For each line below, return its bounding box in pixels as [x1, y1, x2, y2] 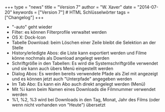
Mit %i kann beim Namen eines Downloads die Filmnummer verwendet [11, 87, 156, 92]
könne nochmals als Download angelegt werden [11, 55, 109, 61]
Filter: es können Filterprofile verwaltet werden [11, 29, 107, 35]
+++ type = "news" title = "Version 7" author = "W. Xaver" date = [4, 4, 136, 10]
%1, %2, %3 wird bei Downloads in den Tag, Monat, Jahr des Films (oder [11, 97, 160, 102]
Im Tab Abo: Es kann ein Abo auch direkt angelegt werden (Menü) [11, 81, 146, 87]
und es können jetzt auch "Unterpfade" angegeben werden [11, 76, 132, 82]
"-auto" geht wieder [11, 24, 53, 30]
